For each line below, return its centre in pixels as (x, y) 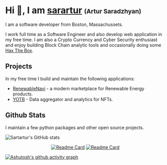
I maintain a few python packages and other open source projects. (75, 127)
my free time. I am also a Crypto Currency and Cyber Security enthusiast (81, 40)
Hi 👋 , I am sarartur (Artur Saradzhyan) (73, 10)
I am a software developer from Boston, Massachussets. (64, 24)
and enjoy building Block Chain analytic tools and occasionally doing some (83, 45)
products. (23, 94)
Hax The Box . (20, 50)
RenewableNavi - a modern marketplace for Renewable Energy (78, 88)
